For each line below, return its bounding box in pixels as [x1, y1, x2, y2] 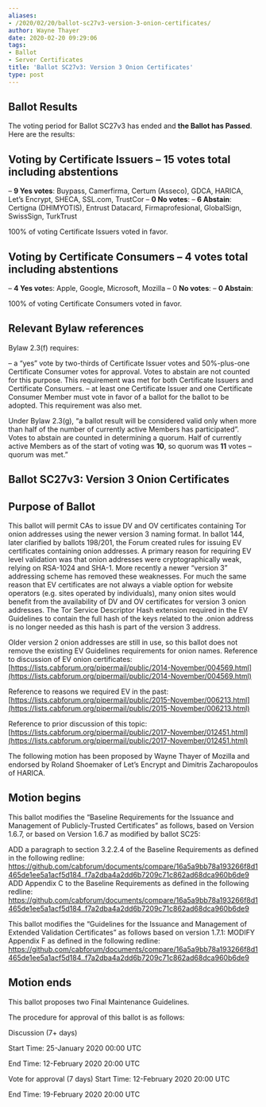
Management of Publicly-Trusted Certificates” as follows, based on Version [8, 820, 254, 830]
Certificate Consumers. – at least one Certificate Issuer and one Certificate [8, 383, 253, 393]
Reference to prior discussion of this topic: [8, 719, 148, 729]
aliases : [8, 11, 37, 20]
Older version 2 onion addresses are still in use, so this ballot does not [8, 637, 238, 648]
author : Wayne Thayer [8, 26, 80, 34]
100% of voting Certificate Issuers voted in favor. [8, 227, 168, 237]
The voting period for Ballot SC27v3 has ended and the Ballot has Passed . [8, 121, 253, 131]
